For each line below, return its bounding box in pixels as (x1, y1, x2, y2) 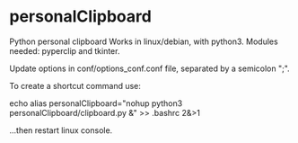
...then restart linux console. (9, 124, 113, 136)
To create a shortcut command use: (9, 80, 142, 91)
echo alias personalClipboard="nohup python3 (9, 97, 183, 109)
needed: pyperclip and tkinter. (9, 45, 120, 56)
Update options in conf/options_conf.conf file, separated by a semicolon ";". (9, 63, 290, 74)
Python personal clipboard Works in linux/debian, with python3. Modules (9, 36, 278, 47)
